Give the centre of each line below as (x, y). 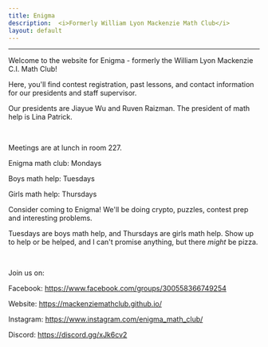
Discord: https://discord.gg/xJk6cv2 (68, 335)
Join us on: (27, 273)
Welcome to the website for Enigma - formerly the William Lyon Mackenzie (131, 61)
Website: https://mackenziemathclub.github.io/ (85, 304)
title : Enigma (32, 16)
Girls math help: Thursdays (53, 194)
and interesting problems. (51, 218)
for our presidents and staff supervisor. (73, 93)
